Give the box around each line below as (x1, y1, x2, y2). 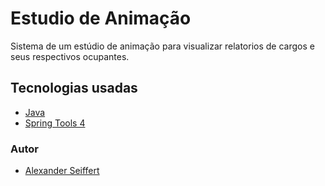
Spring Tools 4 (24, 117, 86, 129)
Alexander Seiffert (24, 165, 100, 177)
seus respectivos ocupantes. (10, 50, 130, 62)
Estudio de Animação (10, 7, 192, 30)
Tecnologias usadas (10, 80, 138, 97)
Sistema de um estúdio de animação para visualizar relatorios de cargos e (10, 40, 315, 52)
